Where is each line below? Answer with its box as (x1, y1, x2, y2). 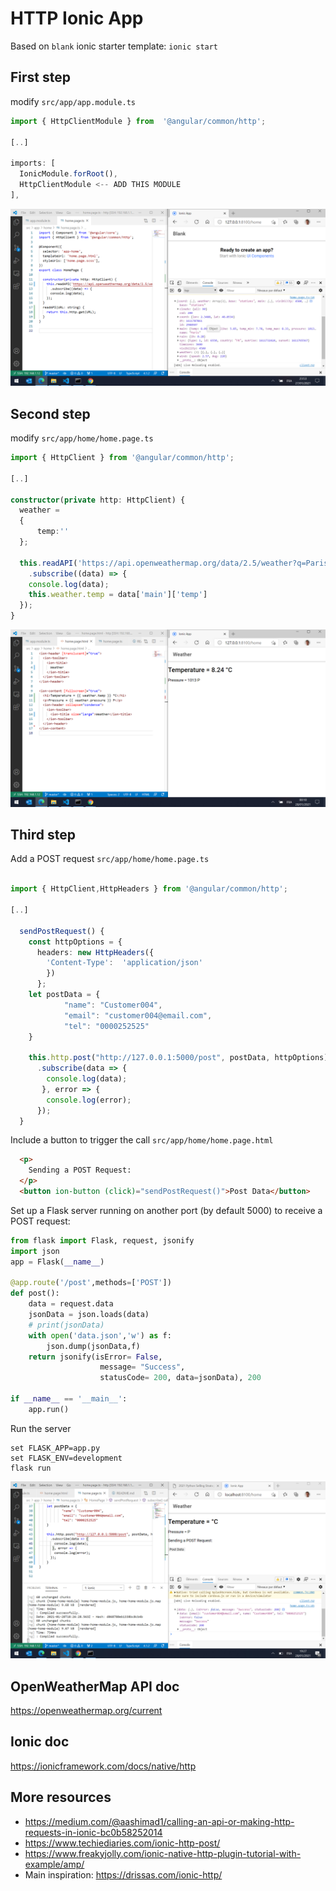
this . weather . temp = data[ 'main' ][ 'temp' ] (28, 590, 208, 600)
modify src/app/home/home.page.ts (10, 432, 154, 444)
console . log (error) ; (46, 1095, 132, 1105)
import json (10, 1246, 60, 1256)
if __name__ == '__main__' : (10, 1394, 128, 1404)
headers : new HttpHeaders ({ (36, 947, 155, 957)
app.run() (28, 1404, 70, 1414)
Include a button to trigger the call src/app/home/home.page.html (10, 1134, 274, 1146)
